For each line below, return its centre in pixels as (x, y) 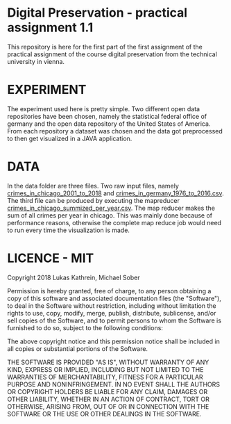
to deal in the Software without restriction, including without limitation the (112, 305)
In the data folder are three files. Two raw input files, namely (93, 186)
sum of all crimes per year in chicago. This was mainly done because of (110, 215)
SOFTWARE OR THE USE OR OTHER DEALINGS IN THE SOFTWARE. (104, 414)
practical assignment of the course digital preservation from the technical (112, 54)
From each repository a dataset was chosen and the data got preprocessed (115, 131)
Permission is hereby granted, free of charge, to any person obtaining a (109, 291)
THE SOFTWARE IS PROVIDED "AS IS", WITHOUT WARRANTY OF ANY (108, 362)
